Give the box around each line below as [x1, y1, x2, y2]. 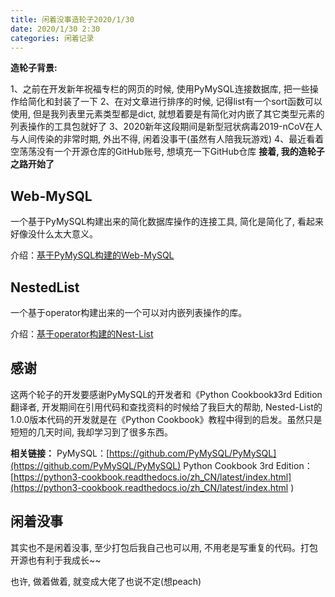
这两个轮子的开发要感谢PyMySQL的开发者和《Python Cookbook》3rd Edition [10, 388, 323, 400]
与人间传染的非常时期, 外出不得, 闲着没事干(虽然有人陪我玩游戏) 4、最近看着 [10, 133, 325, 145]
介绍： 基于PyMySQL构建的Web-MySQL [10, 249, 175, 261]
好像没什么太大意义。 [10, 228, 98, 240]
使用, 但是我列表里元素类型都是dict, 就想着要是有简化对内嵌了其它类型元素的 [10, 108, 325, 120]
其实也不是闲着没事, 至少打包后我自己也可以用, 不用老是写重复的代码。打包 [10, 541, 318, 553]
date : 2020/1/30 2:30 [10, 24, 101, 34]
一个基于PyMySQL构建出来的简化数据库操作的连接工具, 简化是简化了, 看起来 [10, 216, 325, 228]
